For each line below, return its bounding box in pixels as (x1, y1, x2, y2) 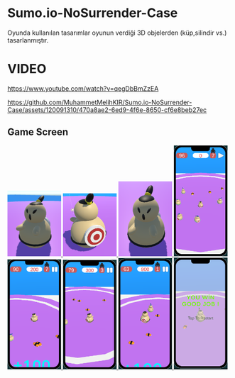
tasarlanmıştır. (7, 35, 49, 44)
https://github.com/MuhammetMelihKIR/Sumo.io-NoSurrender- (7, 98, 192, 106)
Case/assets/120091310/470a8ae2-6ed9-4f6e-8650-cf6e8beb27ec (7, 105, 207, 114)
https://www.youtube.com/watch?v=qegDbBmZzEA (7, 84, 159, 93)
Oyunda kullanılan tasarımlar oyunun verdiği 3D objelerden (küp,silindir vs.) (7, 28, 227, 37)
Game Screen (7, 126, 69, 138)
